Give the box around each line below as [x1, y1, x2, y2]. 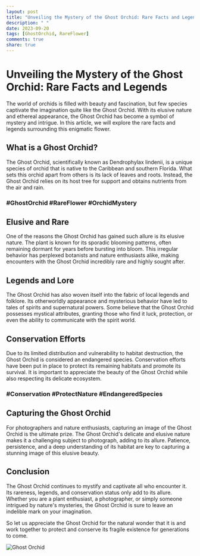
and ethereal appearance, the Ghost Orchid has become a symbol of [6, 113, 174, 120]
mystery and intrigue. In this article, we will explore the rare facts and [6, 119, 176, 126]
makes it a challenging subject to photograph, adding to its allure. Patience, [6, 436, 191, 444]
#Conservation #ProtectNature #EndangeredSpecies [6, 390, 163, 398]
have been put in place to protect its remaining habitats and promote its [6, 362, 182, 369]
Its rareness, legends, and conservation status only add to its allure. [6, 489, 173, 496]
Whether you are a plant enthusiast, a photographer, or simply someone [6, 495, 183, 502]
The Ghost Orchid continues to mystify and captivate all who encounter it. [6, 482, 187, 489]
